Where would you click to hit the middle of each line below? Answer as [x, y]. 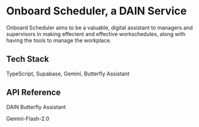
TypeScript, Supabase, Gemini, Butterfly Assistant [68, 74]
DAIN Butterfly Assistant [36, 107]
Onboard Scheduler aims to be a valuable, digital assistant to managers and [99, 28]
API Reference [34, 93]
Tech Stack [28, 59]
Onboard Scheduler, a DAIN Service [97, 11]
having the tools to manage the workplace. [59, 40]
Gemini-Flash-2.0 [28, 119]
